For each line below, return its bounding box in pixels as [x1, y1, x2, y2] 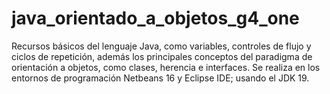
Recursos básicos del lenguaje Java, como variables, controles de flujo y [11, 40, 312, 52]
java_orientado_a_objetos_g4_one [11, 7, 300, 30]
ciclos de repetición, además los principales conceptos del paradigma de [11, 50, 313, 62]
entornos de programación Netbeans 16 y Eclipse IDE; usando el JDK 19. [11, 72, 310, 84]
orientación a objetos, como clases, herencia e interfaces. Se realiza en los [11, 61, 321, 73]
